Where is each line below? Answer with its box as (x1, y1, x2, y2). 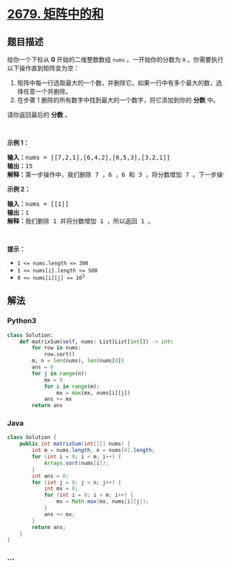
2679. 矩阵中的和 (7, 6, 104, 22)
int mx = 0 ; (43, 485, 78, 493)
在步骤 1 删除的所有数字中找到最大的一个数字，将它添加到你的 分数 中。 (16, 96, 220, 104)
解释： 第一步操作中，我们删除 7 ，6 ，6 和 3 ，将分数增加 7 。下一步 (7, 171, 217, 178)
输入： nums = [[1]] (7, 200, 69, 207)
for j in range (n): (32, 370, 88, 377)
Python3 (7, 316, 36, 326)
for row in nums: (32, 344, 81, 351)
